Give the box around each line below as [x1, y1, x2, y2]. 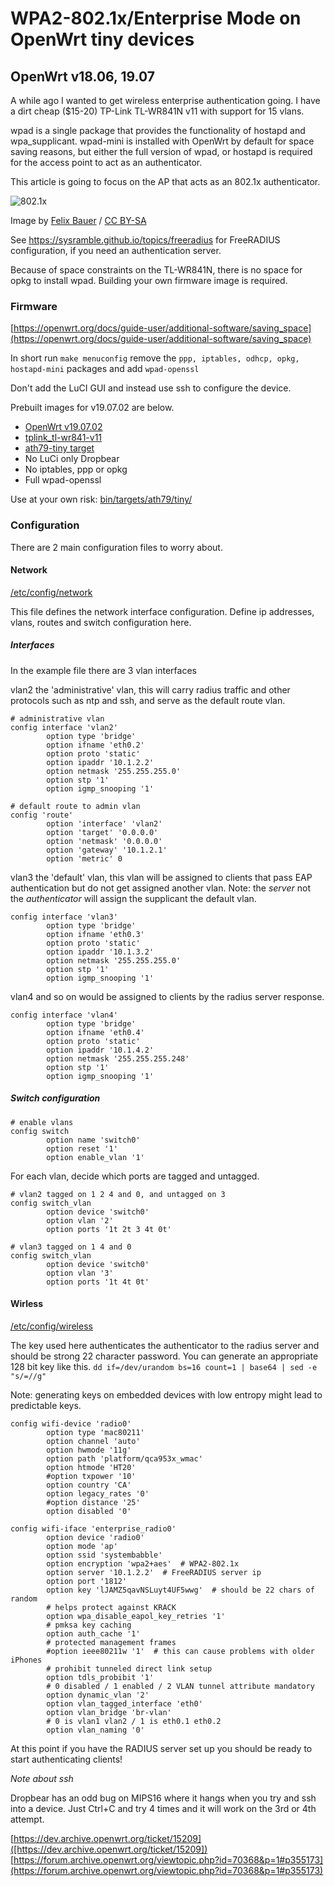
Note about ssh [10, 1772, 74, 1784]
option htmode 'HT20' [46, 1462, 137, 1472]
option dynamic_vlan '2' [46, 1690, 150, 1700]
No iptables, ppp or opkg [24, 463, 128, 476]
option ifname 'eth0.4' [46, 1027, 145, 1037]
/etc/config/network [10, 586, 93, 598]
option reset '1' [46, 1143, 118, 1154]
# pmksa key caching [46, 1620, 132, 1630]
